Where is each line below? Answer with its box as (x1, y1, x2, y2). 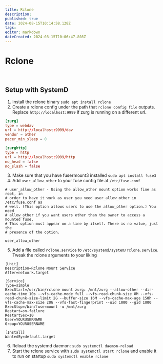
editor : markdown (5, 30, 41, 35)
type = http (5, 150, 29, 155)
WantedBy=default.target (5, 334, 56, 340)
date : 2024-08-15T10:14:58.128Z (5, 21, 71, 26)
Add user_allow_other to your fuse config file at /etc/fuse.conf (12, 178, 141, 184)
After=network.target (5, 270, 49, 275)
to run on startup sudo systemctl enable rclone (12, 353, 109, 359)
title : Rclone (5, 7, 34, 12)
